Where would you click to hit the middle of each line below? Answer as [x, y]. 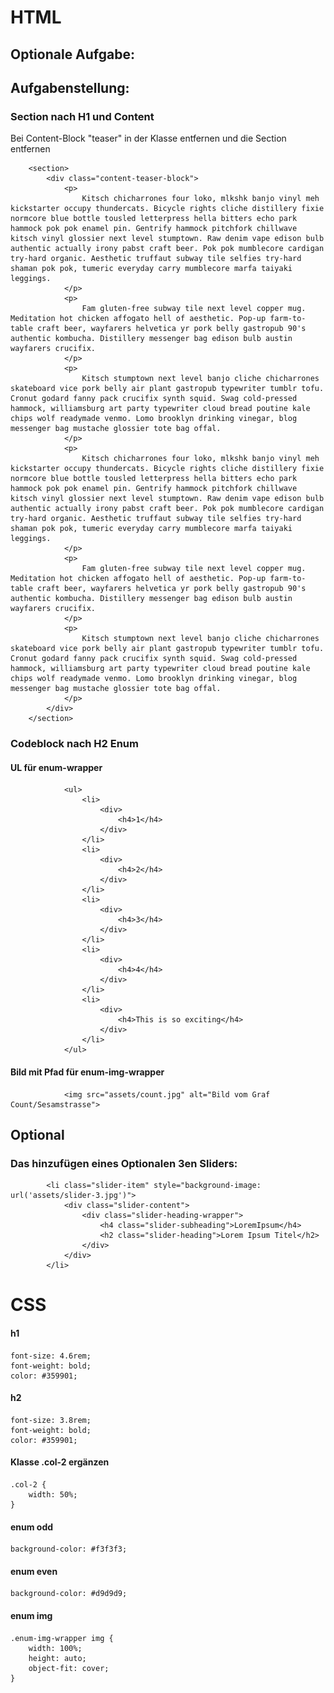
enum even [34, 1571]
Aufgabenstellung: [70, 87]
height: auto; [57, 1658]
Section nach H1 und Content [82, 116]
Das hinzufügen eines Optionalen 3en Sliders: [124, 1163]
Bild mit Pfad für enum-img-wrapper [87, 1072]
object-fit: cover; [69, 1668]
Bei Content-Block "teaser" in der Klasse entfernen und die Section [148, 138]
